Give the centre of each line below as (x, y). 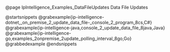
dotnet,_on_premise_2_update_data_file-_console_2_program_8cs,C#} (79, 22)
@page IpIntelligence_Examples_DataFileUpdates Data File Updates (77, 7)
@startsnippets (21, 17)
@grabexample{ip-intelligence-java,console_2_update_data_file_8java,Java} (85, 28)
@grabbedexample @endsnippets (41, 44)
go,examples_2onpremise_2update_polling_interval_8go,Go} (68, 38)
